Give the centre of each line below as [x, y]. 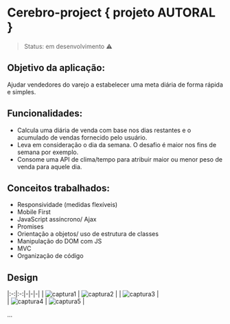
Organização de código [50, 256]
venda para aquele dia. [49, 166]
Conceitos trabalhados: [58, 188]
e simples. [22, 91]
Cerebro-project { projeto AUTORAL [112, 13]
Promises [30, 227]
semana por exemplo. [48, 152]
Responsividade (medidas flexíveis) [67, 205]
